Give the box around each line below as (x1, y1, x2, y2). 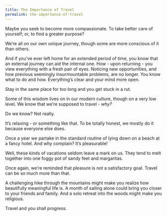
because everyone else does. (5, 125, 66, 132)
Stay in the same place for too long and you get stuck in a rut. (5, 86, 131, 92)
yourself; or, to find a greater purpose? (5, 31, 84, 37)
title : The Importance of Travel (5, 7, 75, 12)
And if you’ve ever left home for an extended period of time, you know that (5, 55, 158, 61)
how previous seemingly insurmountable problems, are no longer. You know (5, 71, 161, 77)
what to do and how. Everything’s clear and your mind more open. (5, 76, 140, 82)
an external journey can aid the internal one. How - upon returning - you (5, 61, 153, 67)
